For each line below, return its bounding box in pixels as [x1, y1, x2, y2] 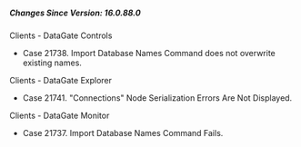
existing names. [22, 57, 82, 68]
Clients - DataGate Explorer [9, 74, 112, 85]
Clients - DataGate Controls [9, 30, 113, 41]
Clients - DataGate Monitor [9, 110, 110, 121]
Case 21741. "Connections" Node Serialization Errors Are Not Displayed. [22, 92, 293, 103]
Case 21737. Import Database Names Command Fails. [22, 127, 224, 138]
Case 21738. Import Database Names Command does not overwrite [22, 47, 276, 58]
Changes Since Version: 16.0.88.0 [9, 7, 141, 18]
